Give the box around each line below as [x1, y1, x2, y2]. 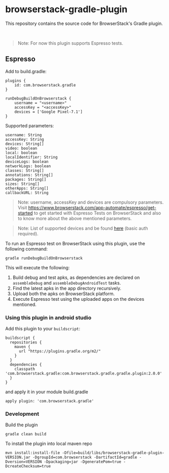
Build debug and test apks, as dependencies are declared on [12, 274, 140, 280]
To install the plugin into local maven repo [5, 440, 92, 447]
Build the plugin [5, 422, 38, 428]
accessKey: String [5, 137, 44, 142]
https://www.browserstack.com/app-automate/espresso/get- [28, 204, 156, 210]
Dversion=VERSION [5, 459, 42, 464]
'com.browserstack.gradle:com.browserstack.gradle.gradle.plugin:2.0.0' [5, 371, 162, 376]
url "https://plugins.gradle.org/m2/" [18, 349, 101, 354]
